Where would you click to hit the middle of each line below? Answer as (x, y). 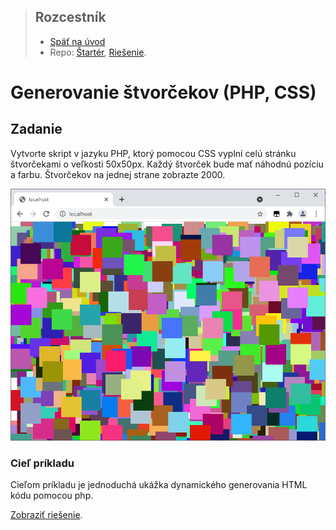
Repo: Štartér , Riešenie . (98, 52)
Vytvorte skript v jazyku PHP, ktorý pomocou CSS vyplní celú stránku (153, 153)
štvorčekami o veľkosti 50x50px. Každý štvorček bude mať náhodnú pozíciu (167, 164)
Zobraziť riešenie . (46, 514)
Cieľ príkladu (42, 463)
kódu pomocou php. (52, 495)
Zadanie (36, 129)
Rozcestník (70, 17)
